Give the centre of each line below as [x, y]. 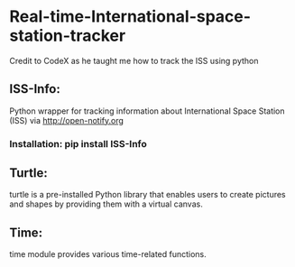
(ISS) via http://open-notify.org [67, 120]
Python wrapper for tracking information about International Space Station [147, 111]
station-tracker [68, 36]
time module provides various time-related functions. [108, 254]
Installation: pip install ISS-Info [78, 143]
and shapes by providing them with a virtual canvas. [106, 204]
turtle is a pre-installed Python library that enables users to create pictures [147, 195]
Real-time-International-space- [130, 17]
